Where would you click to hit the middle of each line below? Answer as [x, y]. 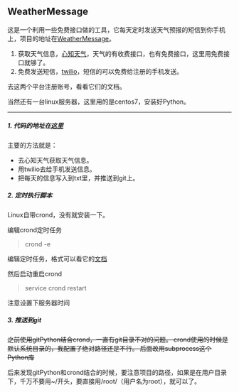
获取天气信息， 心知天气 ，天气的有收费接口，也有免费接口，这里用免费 [121, 53]
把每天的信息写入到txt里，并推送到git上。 [78, 178]
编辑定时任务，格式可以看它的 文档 [57, 258]
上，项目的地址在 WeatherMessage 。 [61, 38]
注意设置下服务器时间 [38, 303]
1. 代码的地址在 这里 [36, 126]
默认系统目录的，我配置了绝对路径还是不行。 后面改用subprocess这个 [110, 348]
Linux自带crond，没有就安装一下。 [58, 214]
